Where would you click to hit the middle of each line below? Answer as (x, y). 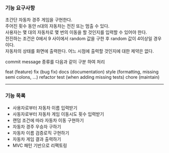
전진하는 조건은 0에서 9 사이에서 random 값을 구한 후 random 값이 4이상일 (79, 39)
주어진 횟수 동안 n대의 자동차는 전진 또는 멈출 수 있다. (57, 26)
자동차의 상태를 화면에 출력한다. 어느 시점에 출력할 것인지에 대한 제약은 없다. (80, 51)
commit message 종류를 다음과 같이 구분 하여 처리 (55, 62)
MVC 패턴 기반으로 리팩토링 (40, 145)
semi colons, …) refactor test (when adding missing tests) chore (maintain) (82, 77)
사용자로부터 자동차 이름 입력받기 (45, 108)
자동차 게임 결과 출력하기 (37, 139)
